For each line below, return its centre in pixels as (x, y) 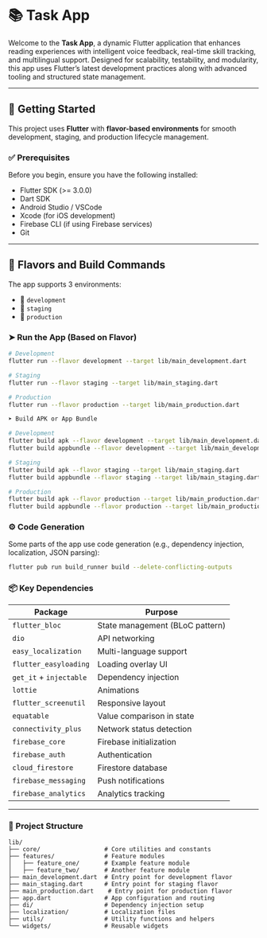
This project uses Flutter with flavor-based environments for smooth (122, 128)
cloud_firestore (43, 768)
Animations (118, 690)
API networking (126, 638)
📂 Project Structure (46, 826)
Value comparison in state (146, 716)
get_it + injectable (50, 677)
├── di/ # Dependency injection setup (106, 905)
